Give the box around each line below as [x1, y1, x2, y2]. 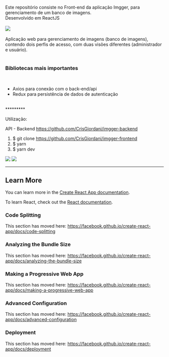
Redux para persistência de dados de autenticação [12, 91, 118, 97]
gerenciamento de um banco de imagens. [5, 10, 92, 16]
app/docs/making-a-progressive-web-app [5, 287, 94, 293]
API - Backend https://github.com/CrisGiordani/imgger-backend [5, 126, 138, 132]
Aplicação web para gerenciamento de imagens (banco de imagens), [5, 36, 148, 42]
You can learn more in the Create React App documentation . [5, 189, 130, 195]
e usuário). [5, 47, 28, 52]
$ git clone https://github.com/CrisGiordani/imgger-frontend [12, 135, 137, 141]
